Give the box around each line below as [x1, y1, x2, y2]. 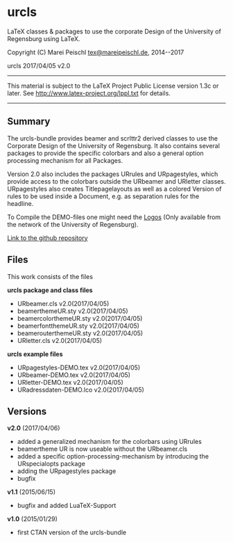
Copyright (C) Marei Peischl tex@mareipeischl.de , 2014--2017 [7, 48, 184, 56]
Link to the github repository [7, 234, 88, 242]
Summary [7, 115, 51, 127]
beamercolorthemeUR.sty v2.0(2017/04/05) [17, 314, 143, 322]
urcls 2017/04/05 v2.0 [7, 61, 71, 70]
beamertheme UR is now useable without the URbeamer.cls [17, 445, 188, 453]
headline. [7, 199, 34, 207]
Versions [7, 405, 47, 417]
